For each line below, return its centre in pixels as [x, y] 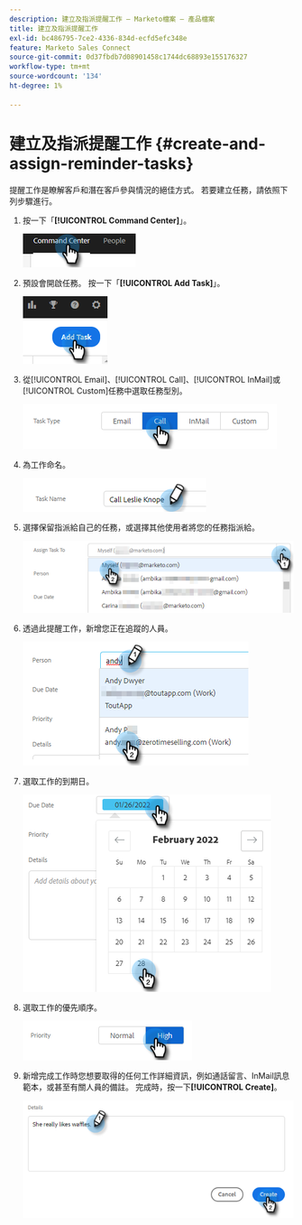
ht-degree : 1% [36, 86]
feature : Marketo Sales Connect [70, 48]
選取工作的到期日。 [58, 781]
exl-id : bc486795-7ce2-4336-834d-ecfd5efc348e [98, 38]
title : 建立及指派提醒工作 [54, 28]
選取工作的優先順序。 [62, 1007]
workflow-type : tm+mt [50, 67]
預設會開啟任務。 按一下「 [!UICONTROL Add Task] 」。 [124, 283]
